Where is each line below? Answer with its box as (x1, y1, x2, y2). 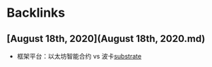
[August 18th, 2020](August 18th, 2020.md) (6, 33, 206, 45)
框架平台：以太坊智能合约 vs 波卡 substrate (16, 52, 142, 60)
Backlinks (6, 5, 66, 21)
